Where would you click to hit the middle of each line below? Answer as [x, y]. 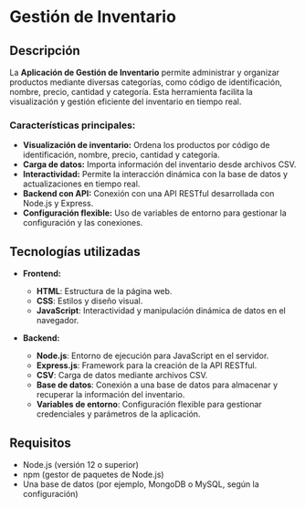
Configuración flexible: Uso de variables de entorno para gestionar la [155, 213]
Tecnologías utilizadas [75, 252]
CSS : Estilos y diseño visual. [89, 301]
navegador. [58, 321]
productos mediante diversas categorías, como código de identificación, [146, 82]
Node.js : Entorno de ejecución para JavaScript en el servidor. [152, 356]
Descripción [45, 51]
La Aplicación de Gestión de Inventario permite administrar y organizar [145, 72]
